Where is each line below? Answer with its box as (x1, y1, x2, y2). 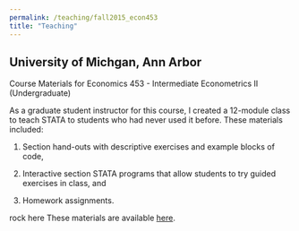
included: (9, 124, 44, 135)
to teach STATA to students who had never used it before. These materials (9, 115, 284, 125)
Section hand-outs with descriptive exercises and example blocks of (21, 141, 276, 152)
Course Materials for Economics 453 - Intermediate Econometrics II (9, 78, 259, 90)
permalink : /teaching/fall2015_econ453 (9, 13, 158, 22)
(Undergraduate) (9, 88, 72, 98)
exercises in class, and (21, 178, 107, 189)
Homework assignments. (21, 195, 115, 206)
